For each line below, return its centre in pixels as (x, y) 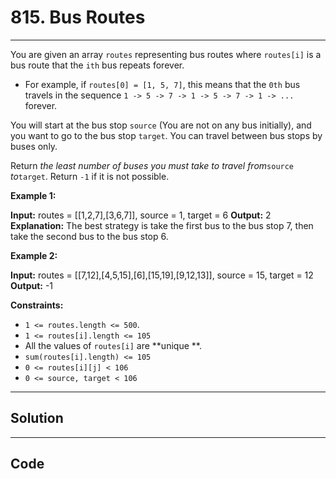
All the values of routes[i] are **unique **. (113, 345)
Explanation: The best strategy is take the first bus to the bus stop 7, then (162, 225)
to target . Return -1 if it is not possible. (90, 176)
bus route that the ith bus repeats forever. (97, 65)
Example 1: (33, 195)
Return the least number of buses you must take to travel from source (152, 165)
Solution (37, 418)
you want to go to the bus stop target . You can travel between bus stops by (166, 135)
